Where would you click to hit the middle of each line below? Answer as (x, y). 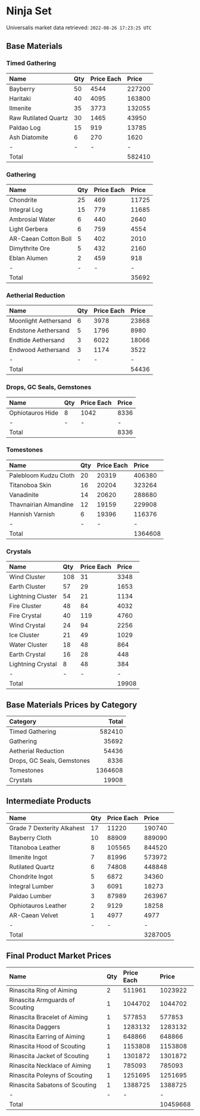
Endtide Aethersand (37, 340)
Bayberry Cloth (30, 837)
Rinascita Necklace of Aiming (50, 1065)
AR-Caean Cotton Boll (40, 239)
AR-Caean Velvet (34, 915)
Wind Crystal (27, 626)
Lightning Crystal (33, 664)
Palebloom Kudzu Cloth (42, 475)
